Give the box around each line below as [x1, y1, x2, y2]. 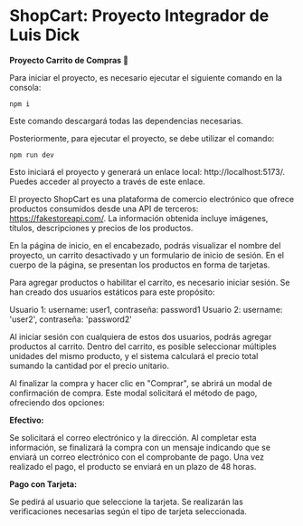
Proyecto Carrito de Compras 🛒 [9, 54, 129, 65]
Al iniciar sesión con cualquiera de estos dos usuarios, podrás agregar [9, 331, 272, 342]
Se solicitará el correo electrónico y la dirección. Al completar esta [9, 432, 257, 443]
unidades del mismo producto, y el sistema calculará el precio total [9, 350, 259, 361]
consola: [9, 82, 42, 93]
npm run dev [9, 151, 54, 160]
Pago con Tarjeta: [9, 478, 78, 490]
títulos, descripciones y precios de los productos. [9, 222, 194, 233]
